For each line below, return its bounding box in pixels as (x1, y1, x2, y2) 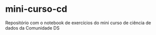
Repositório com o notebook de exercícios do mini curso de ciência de (5, 20, 151, 26)
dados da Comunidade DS (5, 25, 60, 31)
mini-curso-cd (5, 3, 67, 15)
